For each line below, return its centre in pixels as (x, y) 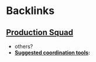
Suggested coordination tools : (52, 53)
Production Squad (40, 32)
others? (24, 46)
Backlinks (30, 11)
